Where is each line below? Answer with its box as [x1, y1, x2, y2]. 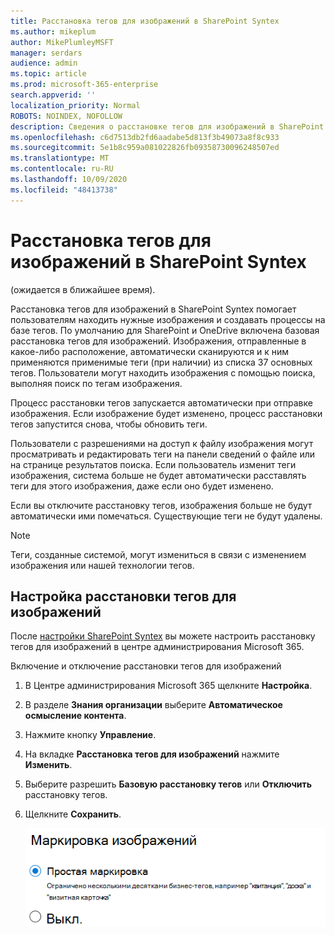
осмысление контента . [24, 710, 127, 722]
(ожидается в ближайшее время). [10, 283, 156, 295]
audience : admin [10, 58, 78, 69]
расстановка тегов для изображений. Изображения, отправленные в [10, 335, 307, 347]
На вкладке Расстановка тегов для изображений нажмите [24, 748, 280, 760]
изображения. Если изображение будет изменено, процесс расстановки [10, 407, 323, 419]
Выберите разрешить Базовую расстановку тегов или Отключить [24, 778, 313, 790]
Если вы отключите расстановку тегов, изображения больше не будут [10, 499, 313, 511]
